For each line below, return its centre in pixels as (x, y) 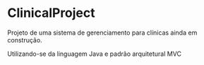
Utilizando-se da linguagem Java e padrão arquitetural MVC (95, 54)
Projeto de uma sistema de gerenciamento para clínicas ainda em (102, 32)
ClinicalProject (51, 13)
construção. (25, 40)
